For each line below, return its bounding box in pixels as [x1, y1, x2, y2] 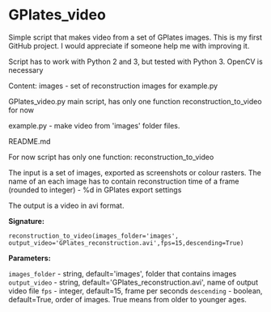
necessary [8, 65, 44, 74]
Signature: [8, 216, 44, 226]
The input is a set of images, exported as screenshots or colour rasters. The [8, 167, 261, 177]
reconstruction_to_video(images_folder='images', [8, 232, 180, 240]
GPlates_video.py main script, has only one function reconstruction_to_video [8, 96, 262, 106]
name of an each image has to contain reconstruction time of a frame [8, 176, 240, 186]
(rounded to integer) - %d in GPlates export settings [8, 184, 182, 195]
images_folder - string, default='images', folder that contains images [8, 268, 237, 278]
